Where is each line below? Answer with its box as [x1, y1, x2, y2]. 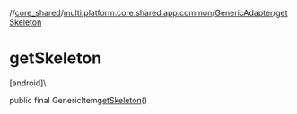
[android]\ [9, 77, 47, 88]
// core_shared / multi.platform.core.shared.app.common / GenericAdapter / [9, 8, 276, 18]
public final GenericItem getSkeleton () [9, 94, 148, 105]
